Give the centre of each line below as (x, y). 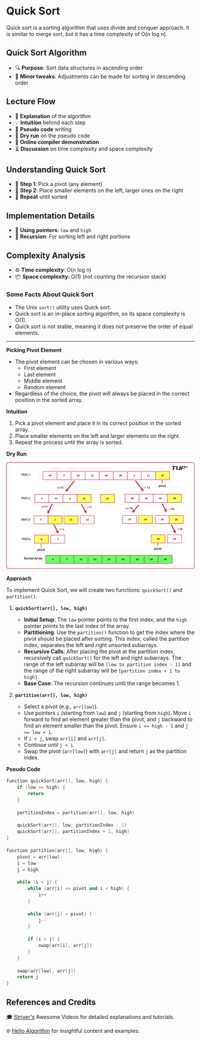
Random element (45, 387)
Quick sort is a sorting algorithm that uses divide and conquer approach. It (98, 28)
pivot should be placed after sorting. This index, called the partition (106, 639)
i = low (26, 863)
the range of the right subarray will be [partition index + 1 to (102, 671)
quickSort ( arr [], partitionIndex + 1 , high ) (73, 832)
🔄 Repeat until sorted (41, 197)
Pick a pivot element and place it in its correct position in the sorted (98, 423)
